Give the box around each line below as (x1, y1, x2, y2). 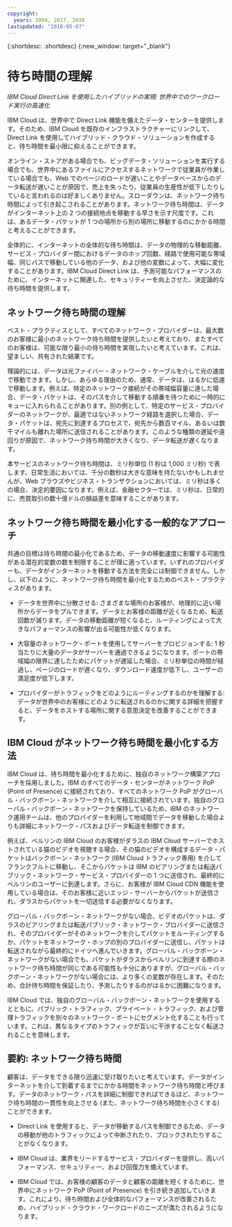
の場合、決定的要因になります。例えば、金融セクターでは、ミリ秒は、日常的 (7, 486, 225, 494)
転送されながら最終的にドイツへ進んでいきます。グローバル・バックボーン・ (7, 946, 225, 955)
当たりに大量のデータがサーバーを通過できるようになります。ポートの (17, 647, 217, 656)
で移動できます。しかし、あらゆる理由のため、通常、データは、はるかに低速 (7, 376, 225, 384)
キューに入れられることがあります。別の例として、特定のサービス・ (7, 401, 201, 410)
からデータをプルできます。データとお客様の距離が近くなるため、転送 (23, 607, 224, 616)
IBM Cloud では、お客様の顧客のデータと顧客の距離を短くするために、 (17, 1177, 219, 1185)
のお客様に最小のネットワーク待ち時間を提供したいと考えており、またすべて (7, 335, 224, 343)
